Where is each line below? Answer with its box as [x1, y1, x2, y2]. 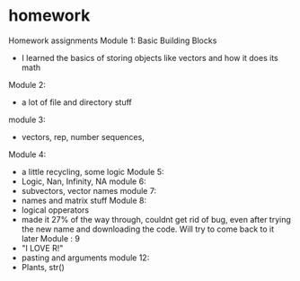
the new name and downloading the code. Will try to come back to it [21, 224, 275, 234]
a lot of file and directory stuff [21, 96, 132, 108]
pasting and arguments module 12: [21, 252, 150, 263]
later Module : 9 [21, 233, 80, 243]
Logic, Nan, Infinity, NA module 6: [21, 176, 146, 187]
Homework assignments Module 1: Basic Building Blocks [8, 35, 217, 46]
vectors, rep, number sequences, [21, 131, 145, 142]
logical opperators [21, 204, 90, 215]
